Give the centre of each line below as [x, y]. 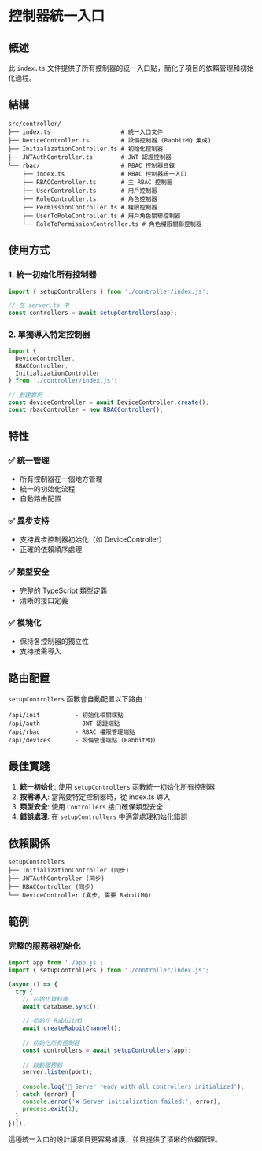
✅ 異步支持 [29, 521]
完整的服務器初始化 [44, 946]
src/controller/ [35, 124]
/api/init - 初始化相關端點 [66, 715]
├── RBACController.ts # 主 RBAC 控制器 [98, 182]
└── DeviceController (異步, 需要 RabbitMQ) [80, 896]
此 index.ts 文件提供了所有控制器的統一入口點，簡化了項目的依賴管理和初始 [131, 68]
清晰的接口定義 [44, 600]
